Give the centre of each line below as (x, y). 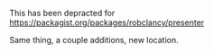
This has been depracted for (62, 13)
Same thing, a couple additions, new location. (94, 40)
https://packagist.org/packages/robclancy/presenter (107, 22)
